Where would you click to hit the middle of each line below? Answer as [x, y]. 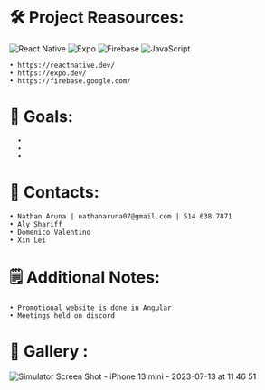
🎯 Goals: [42, 117]
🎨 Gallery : [49, 351]
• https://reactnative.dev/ [62, 65]
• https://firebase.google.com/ [70, 81]
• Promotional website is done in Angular [90, 308]
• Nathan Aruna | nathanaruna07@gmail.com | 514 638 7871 [121, 216]
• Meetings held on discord [62, 316]
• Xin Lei [28, 240]
